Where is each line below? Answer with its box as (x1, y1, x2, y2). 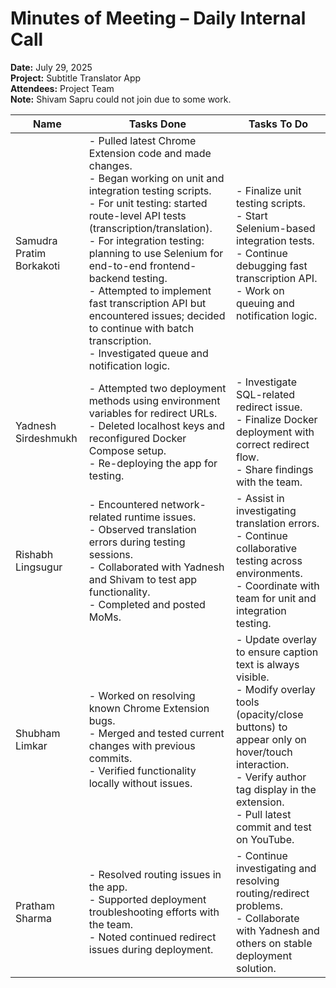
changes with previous (88, 738, 196, 752)
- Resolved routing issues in (88, 867, 222, 881)
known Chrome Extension (88, 701, 210, 715)
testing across (236, 553, 303, 567)
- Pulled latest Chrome (88, 133, 197, 147)
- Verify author (236, 770, 307, 784)
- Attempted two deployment (88, 381, 227, 395)
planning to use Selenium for (88, 246, 224, 260)
